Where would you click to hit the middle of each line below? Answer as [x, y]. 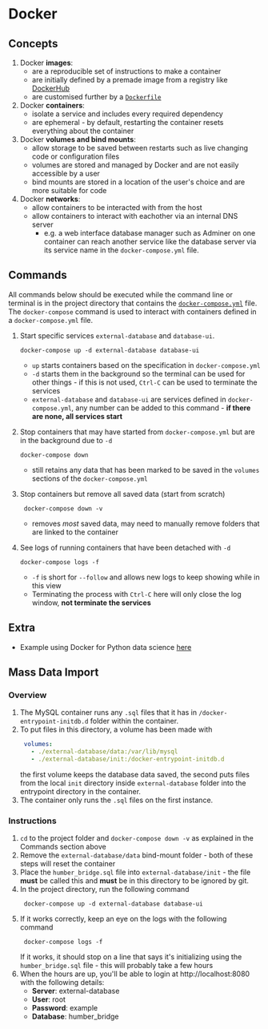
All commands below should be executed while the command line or [121, 294]
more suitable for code [69, 190]
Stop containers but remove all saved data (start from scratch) [122, 494]
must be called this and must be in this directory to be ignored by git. [134, 881]
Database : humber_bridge [75, 1017]
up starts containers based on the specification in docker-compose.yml [146, 365]
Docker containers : [52, 105]
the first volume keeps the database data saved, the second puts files [135, 774]
